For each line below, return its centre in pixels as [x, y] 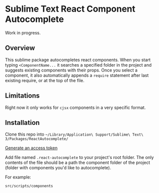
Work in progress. [23, 33]
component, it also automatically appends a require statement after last [77, 75]
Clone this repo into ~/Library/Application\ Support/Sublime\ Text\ [74, 134]
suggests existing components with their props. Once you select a [71, 70]
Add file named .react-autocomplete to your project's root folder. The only [79, 158]
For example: [18, 177]
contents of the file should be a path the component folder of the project [78, 163]
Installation [22, 123]
